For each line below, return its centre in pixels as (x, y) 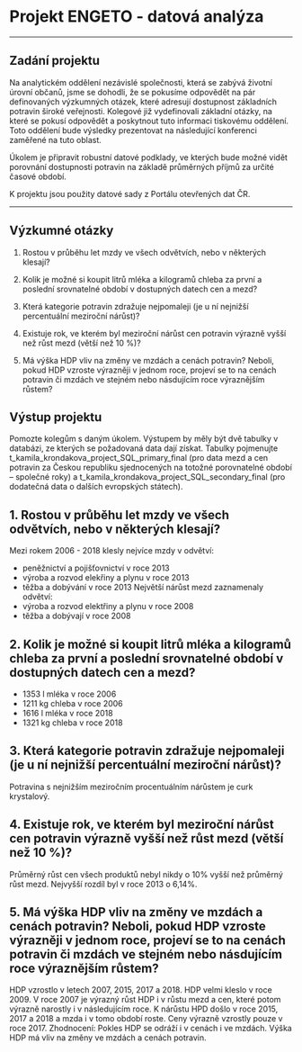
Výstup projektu (56, 417)
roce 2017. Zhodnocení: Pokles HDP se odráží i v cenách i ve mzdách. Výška (151, 1029)
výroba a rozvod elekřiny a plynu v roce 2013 (106, 578)
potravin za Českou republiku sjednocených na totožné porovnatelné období (151, 468)
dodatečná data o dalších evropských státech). (96, 487)
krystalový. (30, 796)
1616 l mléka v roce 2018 (68, 713)
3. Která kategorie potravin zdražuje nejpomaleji (147, 751)
